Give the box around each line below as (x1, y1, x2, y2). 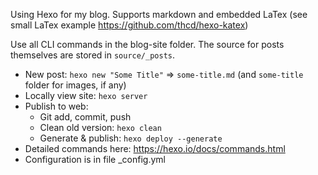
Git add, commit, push (39, 111, 132, 123)
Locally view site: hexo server (24, 90, 148, 101)
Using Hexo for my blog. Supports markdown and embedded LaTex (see (10, 9, 308, 20)
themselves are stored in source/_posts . (10, 49, 176, 61)
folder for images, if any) (24, 79, 127, 91)
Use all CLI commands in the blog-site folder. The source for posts (10, 39, 285, 50)
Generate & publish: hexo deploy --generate (39, 132, 223, 144)
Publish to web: (24, 100, 89, 112)
